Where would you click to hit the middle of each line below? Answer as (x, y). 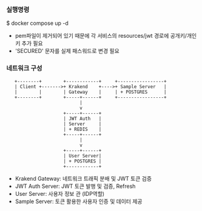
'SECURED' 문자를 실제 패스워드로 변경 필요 (67, 51)
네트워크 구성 (24, 68)
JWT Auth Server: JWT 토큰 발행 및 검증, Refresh (75, 186)
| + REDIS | (82, 129)
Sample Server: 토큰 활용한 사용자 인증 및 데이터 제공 (79, 201)
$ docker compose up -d (37, 23)
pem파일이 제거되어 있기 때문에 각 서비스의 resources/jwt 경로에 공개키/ (101, 36)
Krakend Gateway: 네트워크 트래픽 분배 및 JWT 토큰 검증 (83, 178)
